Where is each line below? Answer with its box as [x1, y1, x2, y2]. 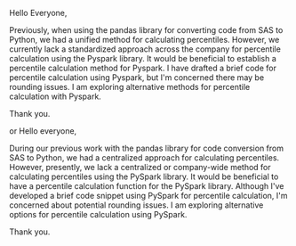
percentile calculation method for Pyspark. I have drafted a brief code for [9, 62, 277, 73]
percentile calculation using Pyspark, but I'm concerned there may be [9, 72, 265, 83]
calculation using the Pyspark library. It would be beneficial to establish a [9, 53, 277, 63]
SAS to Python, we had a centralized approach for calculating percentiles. [9, 152, 280, 163]
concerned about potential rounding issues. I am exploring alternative [9, 200, 264, 210]
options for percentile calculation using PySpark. [9, 209, 188, 219]
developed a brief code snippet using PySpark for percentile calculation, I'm [9, 191, 288, 201]
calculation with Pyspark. [9, 91, 102, 102]
